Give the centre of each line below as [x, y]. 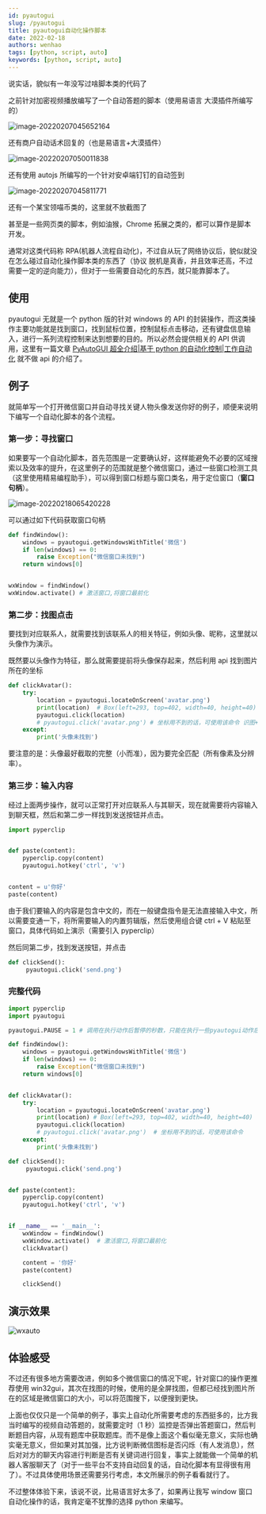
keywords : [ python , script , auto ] [65, 60]
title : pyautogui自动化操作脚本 [57, 30]
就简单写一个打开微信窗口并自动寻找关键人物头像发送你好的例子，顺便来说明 [133, 407]
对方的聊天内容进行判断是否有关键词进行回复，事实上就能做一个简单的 [136, 1454]
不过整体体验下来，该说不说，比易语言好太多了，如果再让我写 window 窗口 [131, 1491]
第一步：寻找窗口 [41, 439]
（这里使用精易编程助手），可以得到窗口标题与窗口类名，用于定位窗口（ [124, 477]
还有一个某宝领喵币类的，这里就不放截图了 [78, 207]
